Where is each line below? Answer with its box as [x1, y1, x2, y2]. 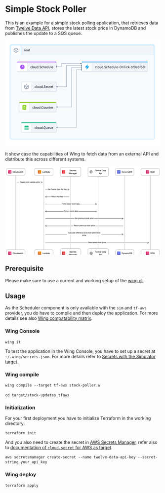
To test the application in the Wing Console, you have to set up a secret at [5, 348, 156, 354]
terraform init [5, 431, 37, 436]
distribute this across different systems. [5, 156, 86, 162]
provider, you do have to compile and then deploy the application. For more [5, 310, 158, 316]
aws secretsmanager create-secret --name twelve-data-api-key [5, 455, 136, 460]
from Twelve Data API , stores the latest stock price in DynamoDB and [5, 25, 146, 31]
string [5, 460, 19, 465]
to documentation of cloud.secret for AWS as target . [5, 445, 113, 451]
